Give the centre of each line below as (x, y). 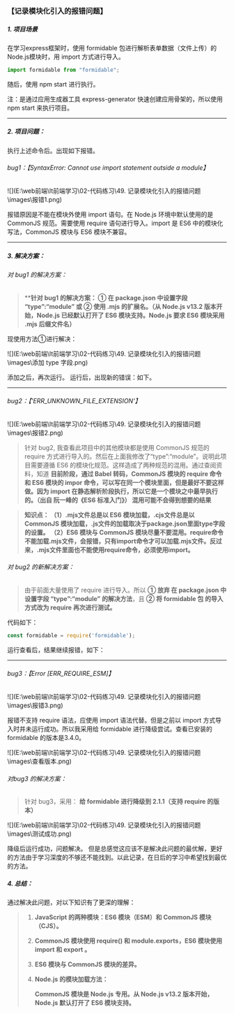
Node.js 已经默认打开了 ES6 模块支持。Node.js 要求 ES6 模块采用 (131, 315)
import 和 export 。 (63, 950)
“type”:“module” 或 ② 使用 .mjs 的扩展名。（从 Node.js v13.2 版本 (120, 306)
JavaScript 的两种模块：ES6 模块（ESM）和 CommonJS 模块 (123, 918)
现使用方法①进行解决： (42, 339)
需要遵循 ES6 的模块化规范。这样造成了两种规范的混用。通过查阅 (123, 465)
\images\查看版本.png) (39, 761)
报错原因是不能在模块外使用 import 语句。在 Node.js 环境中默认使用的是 (110, 214)
